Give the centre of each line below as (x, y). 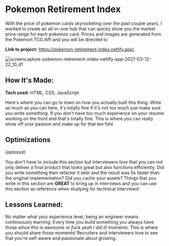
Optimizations (28, 140)
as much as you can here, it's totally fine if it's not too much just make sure (83, 108)
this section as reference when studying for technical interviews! (72, 189)
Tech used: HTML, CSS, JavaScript (42, 93)
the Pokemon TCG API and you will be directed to (57, 39)
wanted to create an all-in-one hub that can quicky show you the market (80, 28)
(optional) (15, 152)
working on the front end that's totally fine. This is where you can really (79, 118)
